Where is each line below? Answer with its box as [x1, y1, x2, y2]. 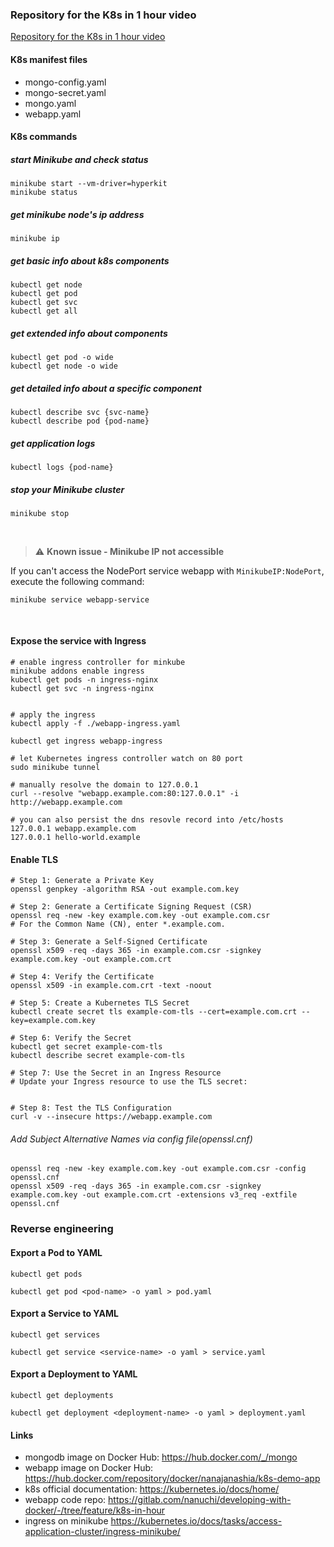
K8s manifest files [10, 53, 88, 65]
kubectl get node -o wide [10, 361, 118, 371]
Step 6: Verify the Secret [19, 1033, 132, 1043]
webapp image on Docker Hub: [24, 1462, 154, 1474]
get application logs [10, 437, 96, 449]
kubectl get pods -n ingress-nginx [10, 675, 159, 685]
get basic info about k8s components [10, 254, 170, 267]
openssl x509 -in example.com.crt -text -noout [10, 981, 213, 991]
